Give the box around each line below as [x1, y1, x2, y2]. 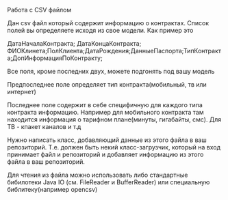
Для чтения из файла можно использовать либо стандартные [7, 171, 188, 179]
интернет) [7, 88, 36, 96]
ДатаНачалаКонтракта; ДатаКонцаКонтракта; [7, 40, 142, 47]
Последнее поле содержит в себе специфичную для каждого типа [7, 101, 203, 109]
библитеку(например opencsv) [7, 186, 98, 193]
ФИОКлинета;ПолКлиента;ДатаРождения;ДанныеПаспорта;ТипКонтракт [7, 47, 221, 55]
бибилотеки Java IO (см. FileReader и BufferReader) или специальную [7, 178, 210, 186]
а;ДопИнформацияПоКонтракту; [7, 54, 103, 62]
